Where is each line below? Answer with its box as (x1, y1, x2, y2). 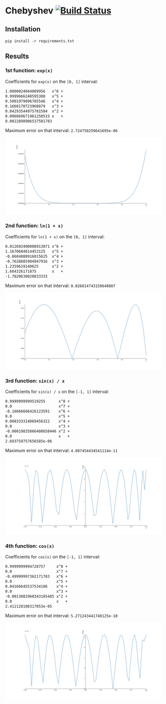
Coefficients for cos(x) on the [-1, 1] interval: (5, 554, 100, 560)
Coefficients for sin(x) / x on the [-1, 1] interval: (5, 389, 109, 395)
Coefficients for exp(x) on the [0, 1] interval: (5, 78, 98, 84)
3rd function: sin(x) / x (5, 377, 65, 384)
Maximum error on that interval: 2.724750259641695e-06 (5, 127, 118, 133)
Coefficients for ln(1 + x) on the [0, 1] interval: (5, 233, 105, 239)
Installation (5, 25, 41, 33)
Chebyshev (5, 5, 54, 16)
